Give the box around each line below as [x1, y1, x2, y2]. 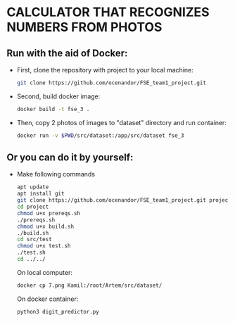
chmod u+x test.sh [16, 243, 71, 250]
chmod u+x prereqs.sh [16, 210, 80, 217]
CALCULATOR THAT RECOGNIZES [6, 4, 210, 20]
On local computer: [16, 268, 73, 276]
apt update [16, 183, 49, 191]
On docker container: [16, 295, 79, 303]
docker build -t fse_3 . [16, 105, 90, 112]
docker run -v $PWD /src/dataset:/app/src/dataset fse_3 [16, 131, 184, 139]
